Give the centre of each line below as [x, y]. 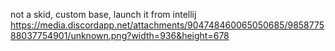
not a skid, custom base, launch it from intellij [103, 14]
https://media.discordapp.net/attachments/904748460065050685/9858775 [167, 25]
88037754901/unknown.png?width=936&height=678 [120, 35]
